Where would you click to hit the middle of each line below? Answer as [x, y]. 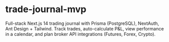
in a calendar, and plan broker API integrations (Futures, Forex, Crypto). [80, 34]
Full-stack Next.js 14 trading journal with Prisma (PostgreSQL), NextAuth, [82, 23]
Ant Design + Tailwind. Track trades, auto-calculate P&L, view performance [84, 28]
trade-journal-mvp [46, 9]
